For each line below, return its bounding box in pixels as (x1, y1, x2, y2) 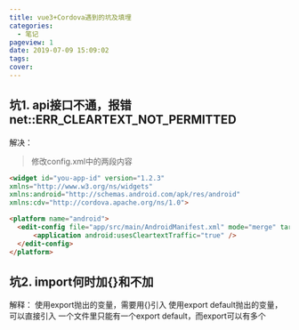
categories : (9, 21, 53, 30)
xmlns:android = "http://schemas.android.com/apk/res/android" (9, 190, 241, 199)
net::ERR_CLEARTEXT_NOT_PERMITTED (9, 112, 238, 127)
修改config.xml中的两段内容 (30, 156, 133, 166)
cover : (9, 63, 34, 72)
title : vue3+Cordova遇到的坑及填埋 (9, 12, 132, 22)
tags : (9, 54, 29, 63)
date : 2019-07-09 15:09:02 (9, 46, 109, 55)
